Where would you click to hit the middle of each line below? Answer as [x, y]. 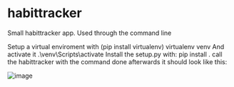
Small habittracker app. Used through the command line [90, 33]
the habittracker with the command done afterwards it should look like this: [117, 61]
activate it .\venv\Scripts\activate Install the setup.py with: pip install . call [115, 54]
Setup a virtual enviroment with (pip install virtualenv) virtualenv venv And [116, 46]
